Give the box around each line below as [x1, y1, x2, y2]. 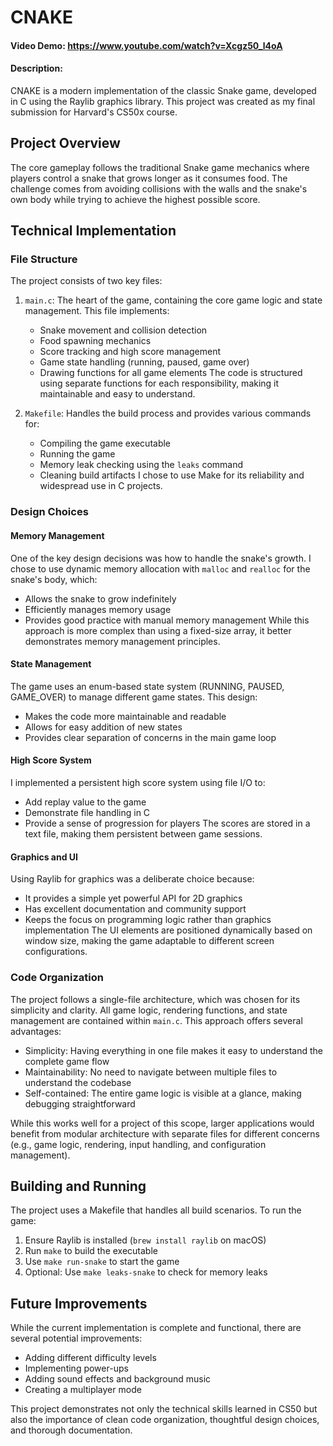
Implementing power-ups [24, 1362, 129, 1375]
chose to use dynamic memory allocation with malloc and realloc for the [10, 562, 311, 575]
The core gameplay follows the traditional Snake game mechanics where [10, 161, 310, 173]
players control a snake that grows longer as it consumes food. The [10, 172, 288, 184]
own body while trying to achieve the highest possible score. [10, 193, 261, 205]
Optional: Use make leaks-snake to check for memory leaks [24, 1266, 268, 1278]
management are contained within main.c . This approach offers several [10, 1014, 303, 1026]
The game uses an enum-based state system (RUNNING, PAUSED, [10, 680, 285, 692]
